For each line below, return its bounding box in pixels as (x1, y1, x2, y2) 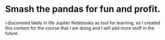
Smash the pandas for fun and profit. (5, 3, 161, 15)
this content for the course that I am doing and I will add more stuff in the (5, 25, 155, 31)
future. (5, 30, 19, 36)
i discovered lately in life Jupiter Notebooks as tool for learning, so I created (5, 20, 161, 26)
